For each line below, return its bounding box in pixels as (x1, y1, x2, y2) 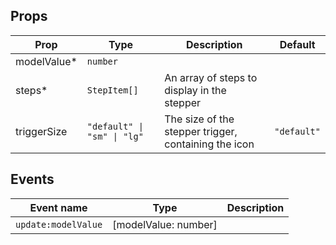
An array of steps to (164, 70, 258, 84)
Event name (29, 200, 88, 214)
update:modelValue (15, 219, 103, 230)
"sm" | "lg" (86, 130, 144, 142)
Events (10, 171, 55, 188)
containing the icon (164, 137, 255, 151)
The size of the (164, 112, 235, 126)
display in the (164, 83, 227, 97)
